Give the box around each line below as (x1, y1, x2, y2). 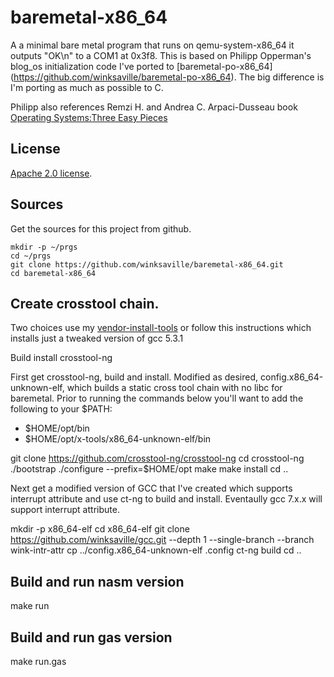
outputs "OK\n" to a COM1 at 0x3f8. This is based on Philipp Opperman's (10, 49, 312, 61)
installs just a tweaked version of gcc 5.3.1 (10, 332, 184, 345)
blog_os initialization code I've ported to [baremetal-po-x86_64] (10, 60, 273, 72)
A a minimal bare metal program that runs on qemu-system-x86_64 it (10, 39, 295, 51)
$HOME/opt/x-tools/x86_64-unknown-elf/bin (24, 433, 212, 445)
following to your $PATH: (10, 403, 113, 415)
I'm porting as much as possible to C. (10, 81, 164, 93)
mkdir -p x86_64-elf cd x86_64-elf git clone (10, 523, 190, 535)
